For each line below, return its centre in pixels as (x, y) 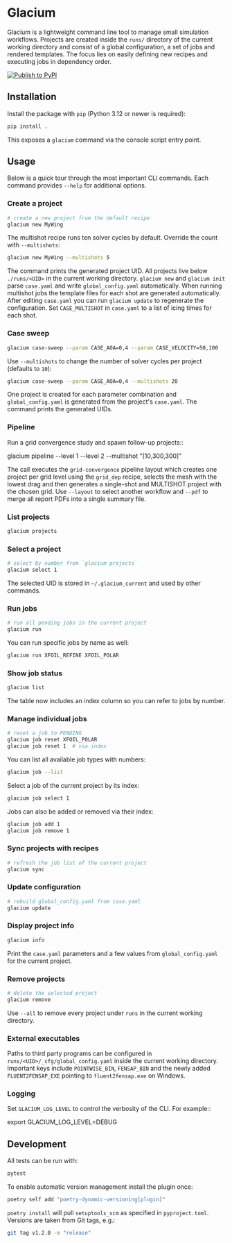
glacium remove (29, 999)
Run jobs (22, 608)
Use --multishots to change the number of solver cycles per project (105, 361)
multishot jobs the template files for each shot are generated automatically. (114, 293)
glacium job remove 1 (38, 831)
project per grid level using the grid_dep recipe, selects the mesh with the (112, 477)
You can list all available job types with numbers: (77, 759)
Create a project (35, 204)
